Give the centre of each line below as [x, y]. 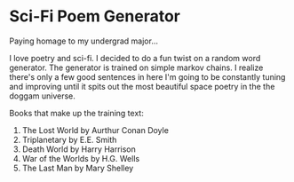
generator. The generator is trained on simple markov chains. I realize [136, 67]
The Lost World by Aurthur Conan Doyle [95, 130]
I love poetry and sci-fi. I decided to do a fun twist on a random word [135, 58]
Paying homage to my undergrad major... [83, 41]
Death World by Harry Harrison [79, 149]
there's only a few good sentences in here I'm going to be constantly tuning [147, 76]
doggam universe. [42, 96]
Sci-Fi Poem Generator [95, 16]
